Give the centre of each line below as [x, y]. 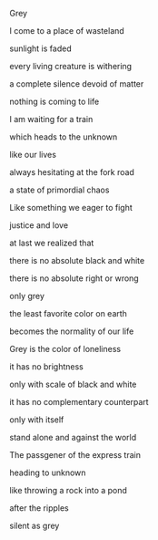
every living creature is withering [71, 66]
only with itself [37, 420]
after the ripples [39, 508]
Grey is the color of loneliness [65, 349]
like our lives [33, 155]
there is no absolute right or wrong [74, 278]
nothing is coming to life [54, 101]
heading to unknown [48, 472]
